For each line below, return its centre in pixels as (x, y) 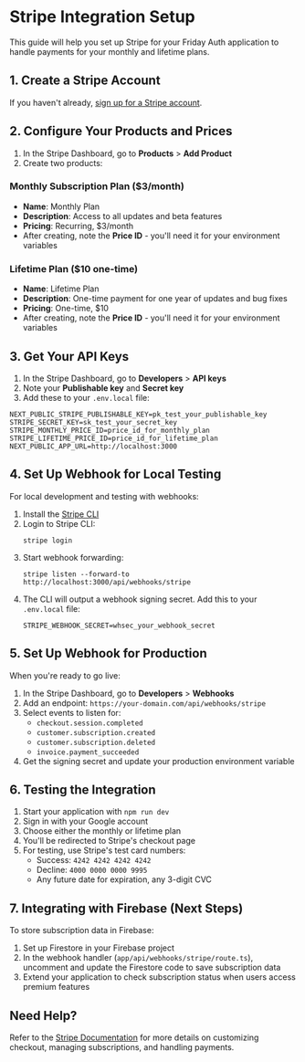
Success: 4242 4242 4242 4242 (94, 860)
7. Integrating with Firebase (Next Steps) (126, 908)
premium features (56, 987)
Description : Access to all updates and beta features (122, 216)
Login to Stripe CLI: (59, 523)
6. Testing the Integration (83, 789)
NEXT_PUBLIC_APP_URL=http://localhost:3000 (94, 446)
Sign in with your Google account (85, 821)
